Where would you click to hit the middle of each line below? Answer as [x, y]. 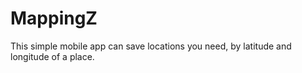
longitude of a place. [52, 56]
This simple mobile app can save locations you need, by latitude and [151, 46]
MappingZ [54, 18]
